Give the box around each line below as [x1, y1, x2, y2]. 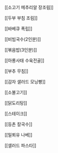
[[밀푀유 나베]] [4, 132, 33, 137]
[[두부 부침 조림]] [4, 15, 38, 21]
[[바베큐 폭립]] [4, 25, 33, 31]
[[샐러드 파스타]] [4, 142, 37, 148]
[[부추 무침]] [4, 68, 28, 74]
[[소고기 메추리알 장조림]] [4, 4, 54, 10]
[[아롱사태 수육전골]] [4, 57, 45, 63]
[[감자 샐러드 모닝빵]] [4, 79, 46, 84]
